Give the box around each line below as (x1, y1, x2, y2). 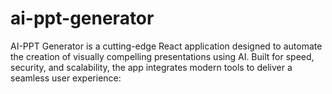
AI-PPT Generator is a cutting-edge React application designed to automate (10, 40, 323, 52)
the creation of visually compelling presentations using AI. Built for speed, (10, 50, 315, 62)
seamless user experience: (10, 72, 122, 84)
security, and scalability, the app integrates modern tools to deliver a (10, 61, 293, 73)
